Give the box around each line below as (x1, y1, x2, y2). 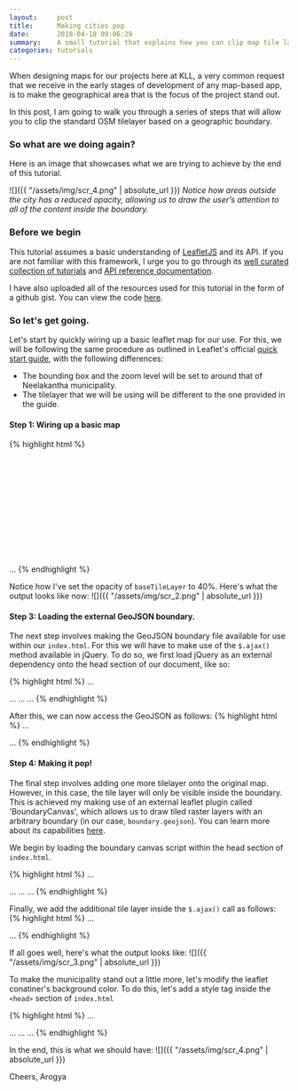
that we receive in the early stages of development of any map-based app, (9, 80, 282, 91)
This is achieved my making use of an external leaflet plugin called (9, 797, 253, 807)
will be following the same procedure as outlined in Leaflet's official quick (9, 344, 278, 355)
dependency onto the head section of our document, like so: (9, 659, 231, 670)
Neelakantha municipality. (21, 380, 117, 391)
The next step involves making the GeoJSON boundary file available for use (9, 630, 286, 641)
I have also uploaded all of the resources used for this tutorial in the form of (9, 282, 285, 293)
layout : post (9, 12, 74, 22)
